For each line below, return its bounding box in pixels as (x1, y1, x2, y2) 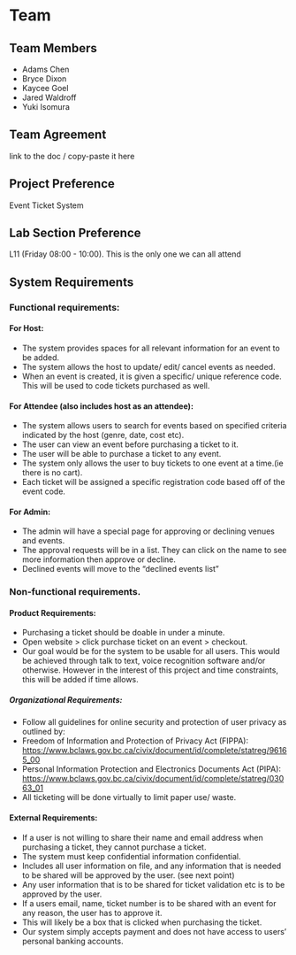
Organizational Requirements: (9, 695, 123, 705)
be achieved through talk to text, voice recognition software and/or (21, 656, 266, 666)
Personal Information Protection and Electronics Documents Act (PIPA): (21, 764, 281, 774)
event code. (21, 486, 66, 497)
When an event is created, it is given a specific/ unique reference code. (21, 371, 282, 381)
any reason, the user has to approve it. (21, 907, 163, 918)
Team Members (9, 41, 97, 56)
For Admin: (9, 506, 51, 517)
